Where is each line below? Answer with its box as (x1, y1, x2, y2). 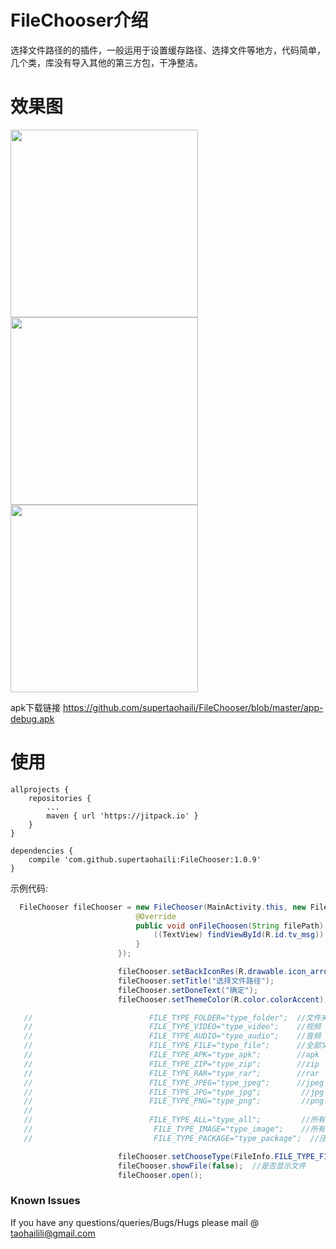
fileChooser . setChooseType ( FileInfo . (117, 1151, 275, 1161)
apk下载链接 (10, 701, 62, 713)
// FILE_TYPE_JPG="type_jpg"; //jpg (23, 1087, 325, 1097)
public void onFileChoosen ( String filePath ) (135, 921, 325, 931)
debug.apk (10, 712, 55, 725)
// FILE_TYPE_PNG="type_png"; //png (23, 1096, 325, 1106)
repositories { (28, 793, 92, 803)
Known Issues (10, 1194, 81, 1208)
